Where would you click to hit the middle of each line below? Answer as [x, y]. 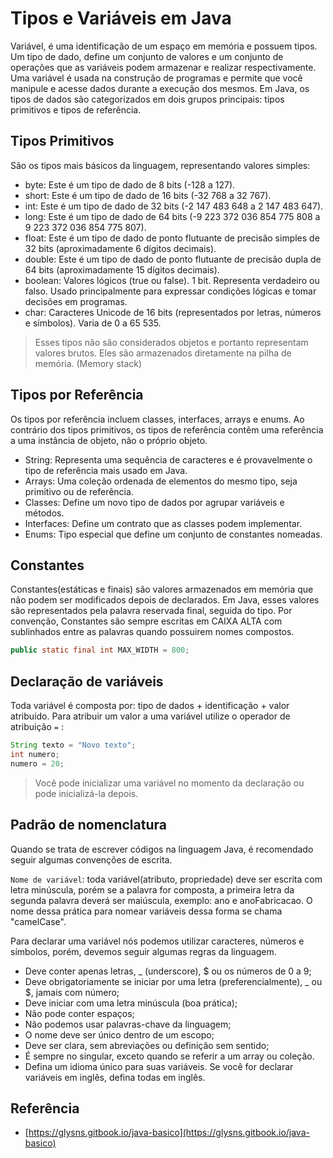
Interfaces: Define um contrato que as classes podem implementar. [163, 523]
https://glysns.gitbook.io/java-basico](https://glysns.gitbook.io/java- [169, 1133]
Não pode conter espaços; [79, 1013]
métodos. [44, 513]
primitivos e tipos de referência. [76, 109]
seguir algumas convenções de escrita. [91, 859]
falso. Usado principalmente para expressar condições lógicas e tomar [170, 291]
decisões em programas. [76, 301]
